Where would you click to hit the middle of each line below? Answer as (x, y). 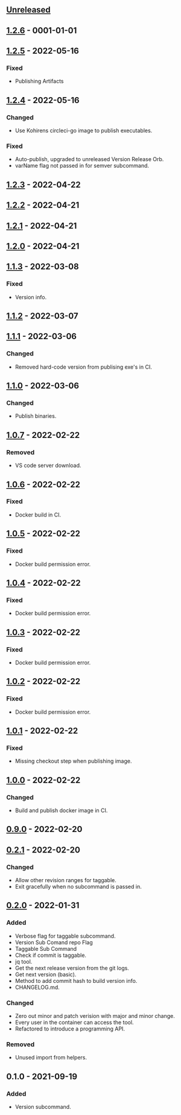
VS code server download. (48, 465)
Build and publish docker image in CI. (61, 810)
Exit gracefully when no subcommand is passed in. (78, 887)
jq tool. (24, 961)
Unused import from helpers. (51, 1058)
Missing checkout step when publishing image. (73, 761)
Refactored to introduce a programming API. (70, 1029)
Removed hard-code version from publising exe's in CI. (83, 367)
